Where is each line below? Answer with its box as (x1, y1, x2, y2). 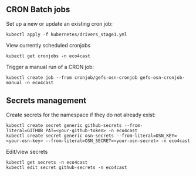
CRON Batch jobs (6, 5, 70, 15)
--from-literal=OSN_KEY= (116, 133, 177, 139)
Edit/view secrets (6, 148, 48, 155)
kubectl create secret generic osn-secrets (6, 133, 114, 139)
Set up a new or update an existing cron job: (6, 20, 113, 27)
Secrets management (6, 96, 87, 106)
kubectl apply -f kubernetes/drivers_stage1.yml (6, 32, 127, 37)
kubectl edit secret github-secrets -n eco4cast (6, 164, 127, 170)
